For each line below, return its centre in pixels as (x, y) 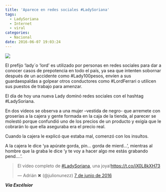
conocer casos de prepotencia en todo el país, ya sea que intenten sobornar (83, 70)
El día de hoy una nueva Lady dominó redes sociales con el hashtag (74, 96)
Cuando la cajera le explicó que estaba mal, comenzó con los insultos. (77, 136)
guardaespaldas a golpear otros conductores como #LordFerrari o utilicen (81, 81)
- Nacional (21, 38)
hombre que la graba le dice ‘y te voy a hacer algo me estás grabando (77, 151)
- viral (18, 28)
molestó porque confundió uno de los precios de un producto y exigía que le (83, 121)
